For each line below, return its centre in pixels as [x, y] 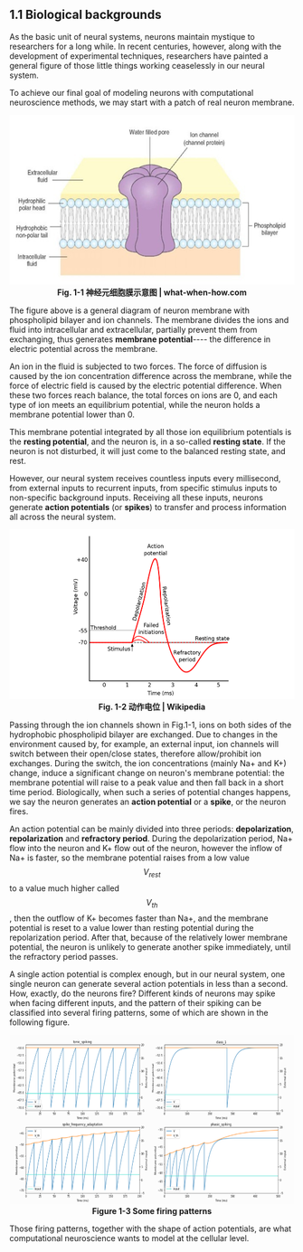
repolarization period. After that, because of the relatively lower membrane [148, 938]
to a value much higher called [65, 888]
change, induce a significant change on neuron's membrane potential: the [147, 773]
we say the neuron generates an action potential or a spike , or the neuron [148, 801]
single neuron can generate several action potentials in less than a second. [149, 984]
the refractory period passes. [64, 957]
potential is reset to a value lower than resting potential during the [132, 928]
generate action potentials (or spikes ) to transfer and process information [148, 507]
